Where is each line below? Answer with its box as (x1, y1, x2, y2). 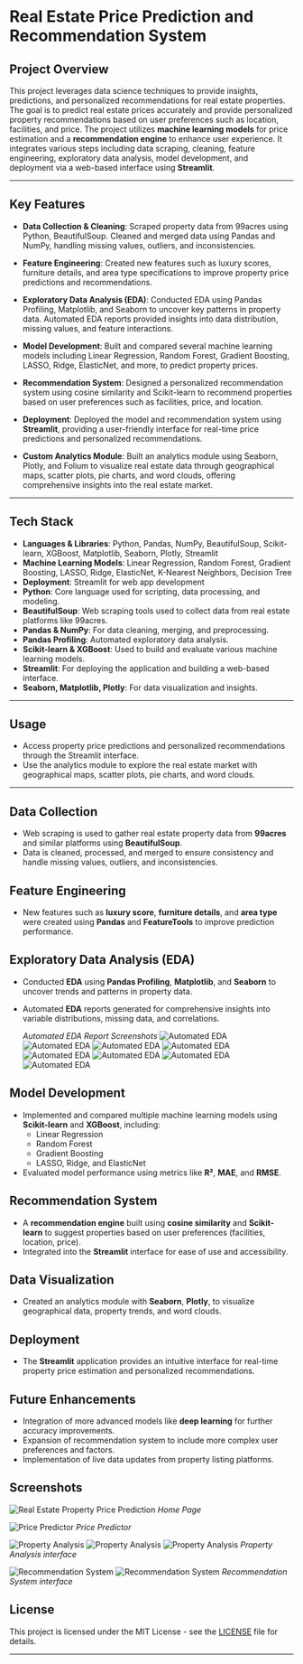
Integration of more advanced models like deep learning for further (22, 1416, 273, 1426)
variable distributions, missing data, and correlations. (22, 1013, 220, 1024)
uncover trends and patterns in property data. (22, 986, 193, 996)
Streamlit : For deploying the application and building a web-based (22, 662, 270, 674)
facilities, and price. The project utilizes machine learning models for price (9, 124, 289, 135)
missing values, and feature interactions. (22, 323, 174, 333)
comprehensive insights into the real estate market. (22, 479, 214, 490)
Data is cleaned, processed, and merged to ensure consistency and (22, 847, 274, 858)
